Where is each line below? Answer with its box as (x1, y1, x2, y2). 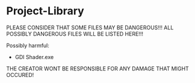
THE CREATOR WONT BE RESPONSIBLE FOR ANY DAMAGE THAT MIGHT (6, 64, 190, 72)
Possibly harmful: (6, 42, 50, 49)
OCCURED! (6, 71, 34, 78)
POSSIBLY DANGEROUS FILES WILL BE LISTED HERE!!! (6, 30, 143, 37)
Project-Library (6, 4, 84, 18)
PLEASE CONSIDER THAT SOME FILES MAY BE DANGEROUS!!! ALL (6, 24, 174, 31)
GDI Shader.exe (14, 53, 54, 60)
